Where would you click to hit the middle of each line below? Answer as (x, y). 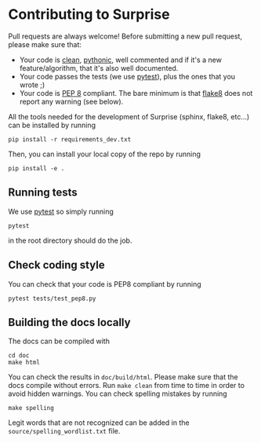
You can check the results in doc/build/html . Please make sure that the (123, 377)
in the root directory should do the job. (70, 240)
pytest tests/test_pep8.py (52, 298)
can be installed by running (52, 125)
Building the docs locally (69, 322)
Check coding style (56, 265)
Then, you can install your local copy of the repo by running (105, 154)
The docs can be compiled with (59, 341)
